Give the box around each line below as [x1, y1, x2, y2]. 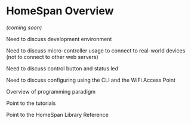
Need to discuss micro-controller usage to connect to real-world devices [6, 46, 186, 54]
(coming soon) [6, 24, 42, 31]
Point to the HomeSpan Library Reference [6, 111, 109, 118]
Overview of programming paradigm [6, 88, 95, 95]
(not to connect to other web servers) [6, 53, 98, 60]
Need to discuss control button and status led [6, 64, 118, 72]
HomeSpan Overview [6, 4, 114, 18]
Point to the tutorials [6, 100, 56, 107]
